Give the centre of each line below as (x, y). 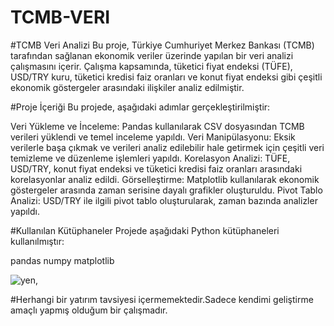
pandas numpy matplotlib (62, 260)
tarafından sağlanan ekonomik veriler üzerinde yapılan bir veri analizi (152, 55)
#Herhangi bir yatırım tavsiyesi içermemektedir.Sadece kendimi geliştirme (162, 299)
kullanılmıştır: (37, 241)
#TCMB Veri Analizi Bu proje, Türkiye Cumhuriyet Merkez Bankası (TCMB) (162, 45)
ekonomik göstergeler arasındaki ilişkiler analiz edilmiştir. (127, 87)
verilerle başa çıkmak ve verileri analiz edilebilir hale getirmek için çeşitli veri (167, 147)
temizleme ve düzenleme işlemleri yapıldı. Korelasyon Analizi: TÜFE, (150, 158)
